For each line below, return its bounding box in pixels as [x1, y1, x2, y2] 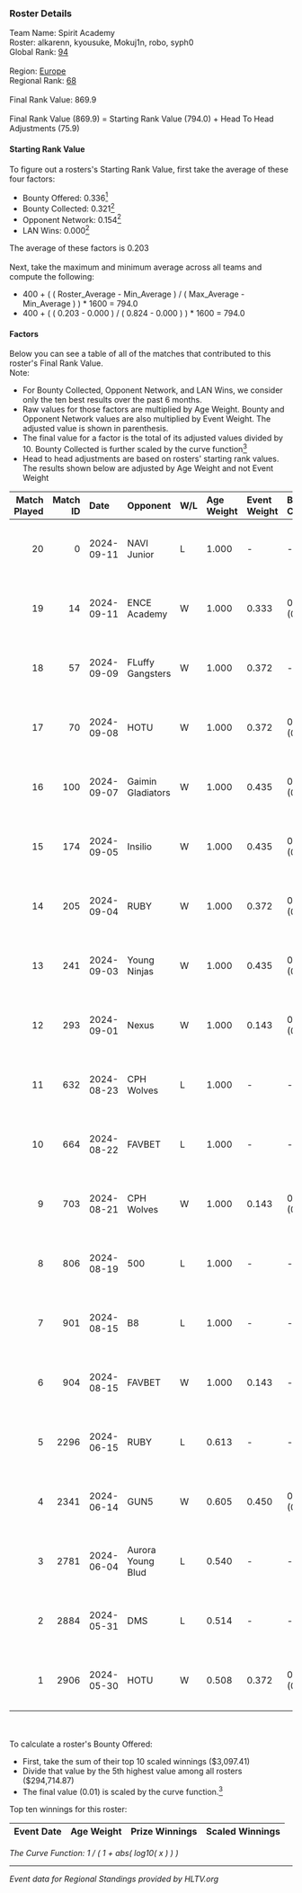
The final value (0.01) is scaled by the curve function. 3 [22, 1784, 223, 1797]
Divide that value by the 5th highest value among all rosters [22, 1765, 243, 1776]
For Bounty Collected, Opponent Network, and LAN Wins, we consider [22, 385, 283, 395]
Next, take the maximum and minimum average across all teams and [9, 262, 262, 272]
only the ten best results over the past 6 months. [22, 395, 202, 405]
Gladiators [127, 786, 171, 798]
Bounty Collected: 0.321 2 [22, 201, 115, 214]
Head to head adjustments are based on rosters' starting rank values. [22, 453, 280, 464]
